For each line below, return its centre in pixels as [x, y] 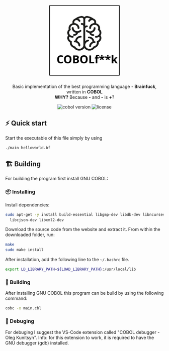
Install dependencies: [27, 205]
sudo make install [24, 250]
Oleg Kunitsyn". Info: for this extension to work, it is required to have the [80, 337]
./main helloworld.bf [28, 148]
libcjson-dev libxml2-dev [37, 220]
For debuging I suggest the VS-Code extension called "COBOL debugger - [82, 332]
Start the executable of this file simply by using [54, 138]
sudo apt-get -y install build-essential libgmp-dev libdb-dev [73, 214]
